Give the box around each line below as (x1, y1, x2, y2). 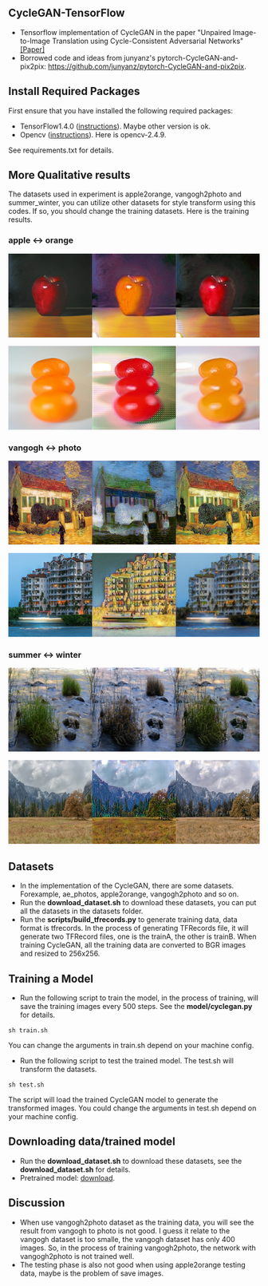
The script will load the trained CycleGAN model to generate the (8, 1094, 219, 1104)
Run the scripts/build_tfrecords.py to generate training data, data (19, 915, 238, 924)
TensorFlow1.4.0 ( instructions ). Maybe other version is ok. (19, 121, 211, 131)
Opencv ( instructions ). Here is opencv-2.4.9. (19, 129, 167, 139)
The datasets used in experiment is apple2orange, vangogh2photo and (8, 189, 242, 199)
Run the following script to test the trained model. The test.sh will (19, 1055, 234, 1065)
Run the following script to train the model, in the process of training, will (19, 993, 259, 1003)
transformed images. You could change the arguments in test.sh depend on (8, 1103, 257, 1113)
